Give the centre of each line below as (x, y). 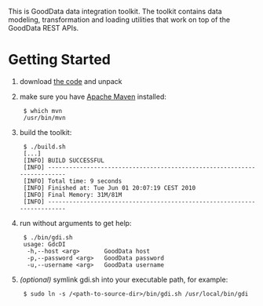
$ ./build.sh (44, 147)
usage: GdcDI (44, 244)
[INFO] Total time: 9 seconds (73, 181)
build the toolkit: (46, 132)
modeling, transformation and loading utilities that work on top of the (119, 20)
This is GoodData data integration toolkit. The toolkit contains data (115, 11)
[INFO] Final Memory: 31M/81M (73, 195)
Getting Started (60, 60)
